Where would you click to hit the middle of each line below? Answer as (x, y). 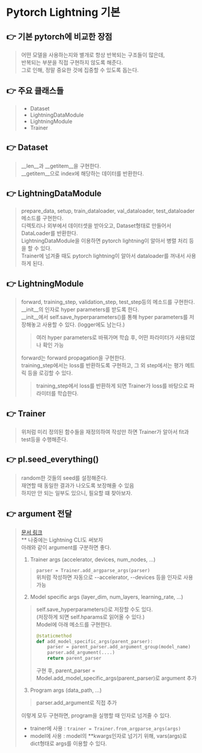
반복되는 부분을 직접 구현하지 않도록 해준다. (72, 62)
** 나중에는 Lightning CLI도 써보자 (62, 540)
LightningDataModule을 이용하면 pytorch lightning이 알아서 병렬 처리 (104, 241)
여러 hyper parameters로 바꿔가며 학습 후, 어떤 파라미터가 (105, 338)
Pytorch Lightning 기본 (63, 12)
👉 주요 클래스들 (35, 91)
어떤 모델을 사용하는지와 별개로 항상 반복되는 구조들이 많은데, (93, 55)
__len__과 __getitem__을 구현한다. (61, 166)
